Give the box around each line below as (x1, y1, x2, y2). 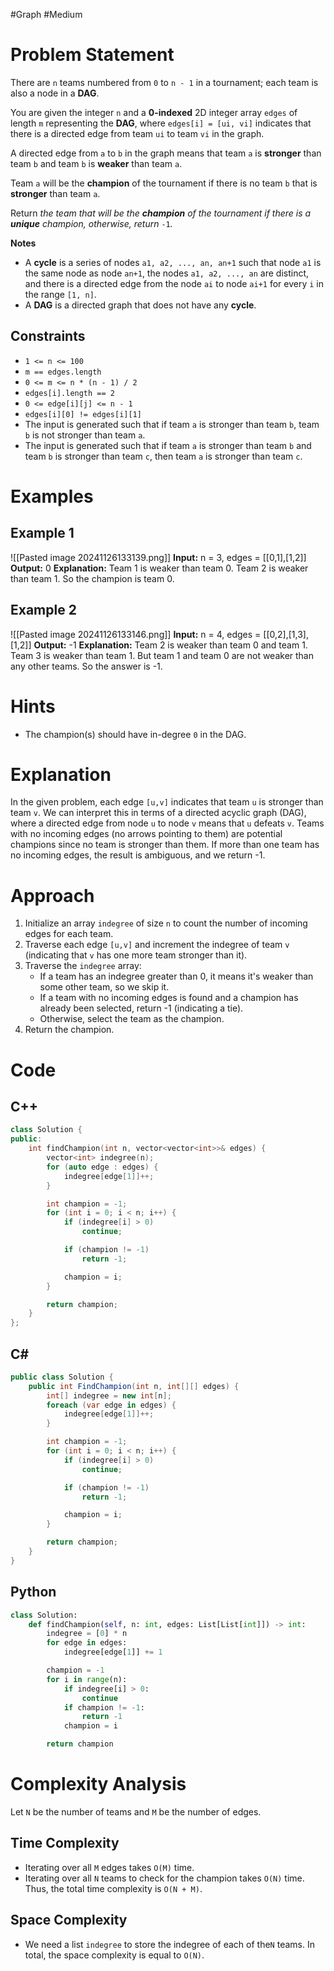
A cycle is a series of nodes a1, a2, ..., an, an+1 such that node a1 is (24, 256, 322, 268)
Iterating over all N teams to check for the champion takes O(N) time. (24, 1872, 305, 1884)
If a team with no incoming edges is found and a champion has (39, 992, 299, 1004)
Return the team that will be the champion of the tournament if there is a (10, 207, 312, 219)
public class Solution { (10, 1372, 114, 1382)
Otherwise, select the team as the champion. (39, 1013, 225, 1025)
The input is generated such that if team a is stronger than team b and (24, 439, 312, 451)
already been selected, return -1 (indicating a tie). (39, 1002, 244, 1014)
